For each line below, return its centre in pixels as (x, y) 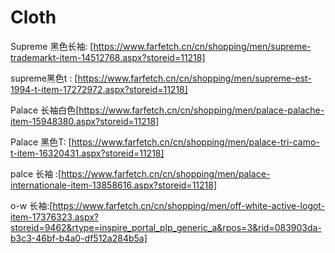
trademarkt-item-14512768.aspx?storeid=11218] (108, 57)
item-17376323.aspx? (54, 217)
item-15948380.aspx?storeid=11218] (85, 121)
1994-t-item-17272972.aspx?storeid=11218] (99, 89)
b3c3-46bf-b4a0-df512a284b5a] (79, 238)
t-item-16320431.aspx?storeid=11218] (87, 153)
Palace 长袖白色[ (45, 110)
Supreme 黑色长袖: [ (52, 46)
